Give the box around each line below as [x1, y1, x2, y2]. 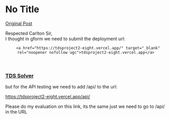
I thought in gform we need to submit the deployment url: [5, 36, 126, 42]
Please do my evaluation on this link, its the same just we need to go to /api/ [5, 103, 165, 110]
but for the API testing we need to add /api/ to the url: [5, 84, 117, 90]
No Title [5, 4, 40, 15]
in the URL [5, 109, 27, 115]
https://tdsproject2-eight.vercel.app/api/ [5, 94, 90, 100]
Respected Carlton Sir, [5, 30, 53, 36]
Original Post [5, 20, 33, 26]
